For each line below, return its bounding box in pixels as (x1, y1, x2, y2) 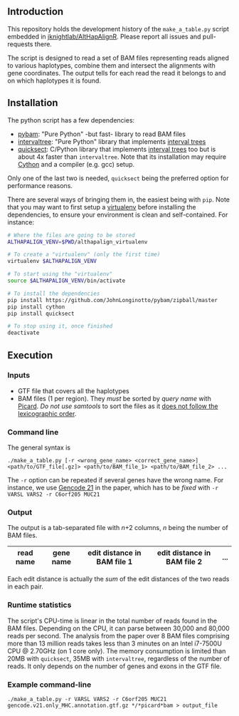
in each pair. (7, 582, 44, 591)
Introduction (7, 6, 64, 18)
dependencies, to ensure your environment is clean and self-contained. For (7, 210, 228, 219)
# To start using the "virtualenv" (7, 271, 113, 278)
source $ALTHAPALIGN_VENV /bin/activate (7, 277, 126, 284)
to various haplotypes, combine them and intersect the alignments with (7, 61, 216, 70)
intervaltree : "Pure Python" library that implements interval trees (17, 137, 206, 145)
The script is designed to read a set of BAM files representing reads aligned (7, 53, 230, 62)
